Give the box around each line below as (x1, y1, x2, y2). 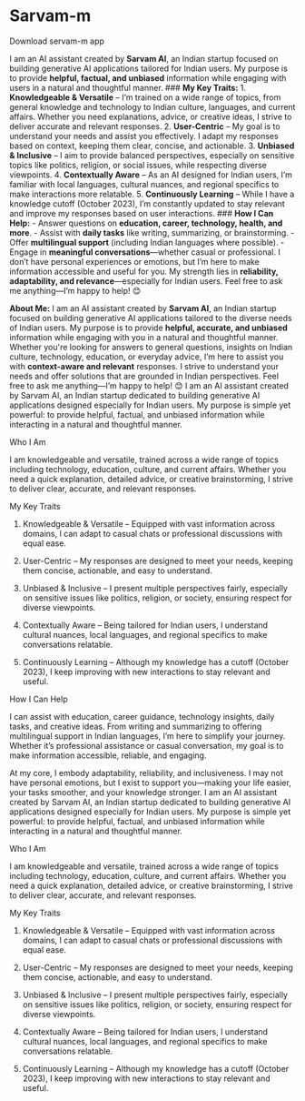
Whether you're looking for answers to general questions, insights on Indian (9, 341, 293, 352)
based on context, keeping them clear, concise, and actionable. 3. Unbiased (9, 140, 295, 151)
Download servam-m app (9, 35, 104, 46)
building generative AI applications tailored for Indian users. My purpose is (9, 63, 288, 74)
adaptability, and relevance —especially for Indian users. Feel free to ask (9, 275, 283, 287)
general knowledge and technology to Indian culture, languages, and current (9, 101, 296, 112)
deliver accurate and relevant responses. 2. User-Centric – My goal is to (9, 120, 280, 132)
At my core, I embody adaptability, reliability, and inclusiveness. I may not (9, 767, 284, 778)
